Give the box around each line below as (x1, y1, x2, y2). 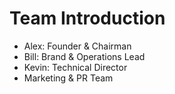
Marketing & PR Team (23, 72, 114, 84)
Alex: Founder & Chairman (23, 40, 132, 52)
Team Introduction (9, 7, 166, 30)
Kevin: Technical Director (23, 61, 128, 73)
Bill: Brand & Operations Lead (23, 50, 146, 62)
